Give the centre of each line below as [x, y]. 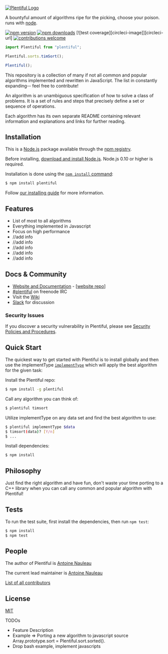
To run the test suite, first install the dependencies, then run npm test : [77, 522]
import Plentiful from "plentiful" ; [43, 47]
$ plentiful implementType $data [40, 427]
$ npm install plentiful [31, 183]
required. [15, 164]
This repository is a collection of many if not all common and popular [76, 75]
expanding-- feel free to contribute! [42, 86]
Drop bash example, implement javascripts [57, 646]
